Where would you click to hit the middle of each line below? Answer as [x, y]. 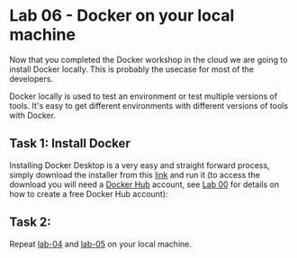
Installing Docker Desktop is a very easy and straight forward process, [139, 165]
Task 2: [30, 222]
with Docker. [33, 115]
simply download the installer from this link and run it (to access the [135, 174]
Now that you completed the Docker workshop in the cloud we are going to [148, 59]
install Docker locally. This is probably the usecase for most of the [132, 69]
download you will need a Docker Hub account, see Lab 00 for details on [144, 184]
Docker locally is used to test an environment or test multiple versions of [144, 96]
